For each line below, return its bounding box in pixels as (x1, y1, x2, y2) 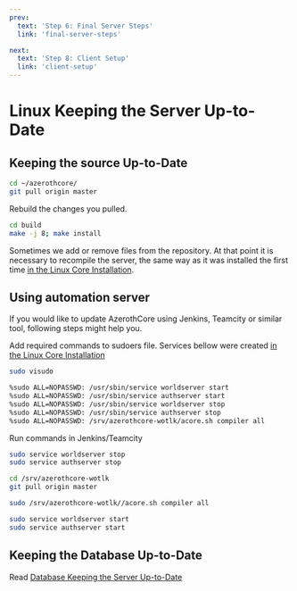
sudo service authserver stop (9, 458, 122, 467)
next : (9, 46, 29, 54)
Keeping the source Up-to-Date (9, 155, 188, 171)
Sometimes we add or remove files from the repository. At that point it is (9, 245, 274, 255)
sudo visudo (9, 367, 54, 376)
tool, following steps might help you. (9, 323, 143, 334)
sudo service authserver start (9, 523, 126, 532)
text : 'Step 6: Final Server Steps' (17, 21, 153, 30)
